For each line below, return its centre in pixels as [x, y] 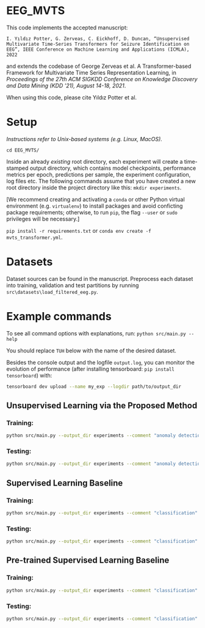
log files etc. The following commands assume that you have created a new [101, 181]
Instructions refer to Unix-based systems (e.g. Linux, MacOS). [85, 139]
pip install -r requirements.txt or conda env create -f [79, 230]
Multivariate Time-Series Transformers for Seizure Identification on [98, 44]
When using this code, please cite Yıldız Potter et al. [72, 97]
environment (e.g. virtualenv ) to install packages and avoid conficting [95, 206]
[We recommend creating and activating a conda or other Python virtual [95, 199]
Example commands [59, 316]
